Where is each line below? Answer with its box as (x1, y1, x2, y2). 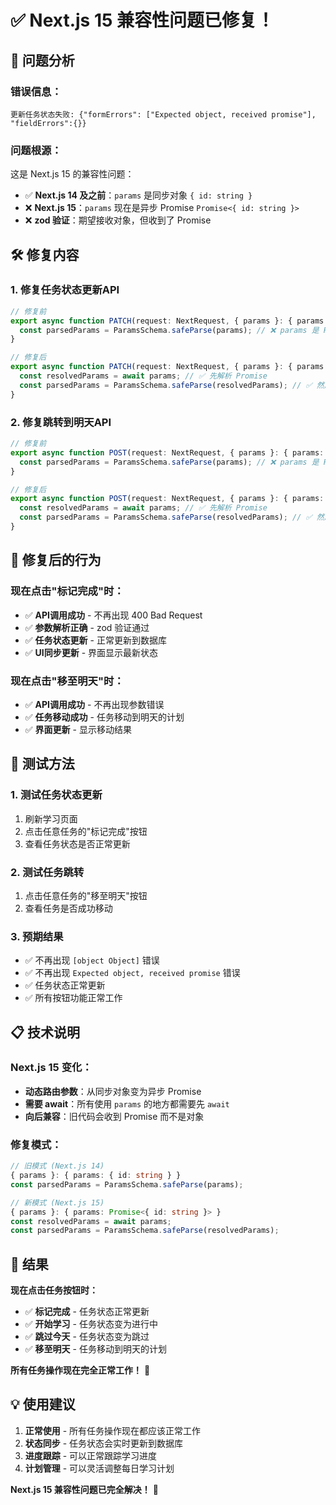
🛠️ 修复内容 (10, 246, 80, 263)
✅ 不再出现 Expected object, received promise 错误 (24, 967, 241, 979)
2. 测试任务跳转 (10, 865, 85, 879)
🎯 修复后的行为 (10, 552, 102, 569)
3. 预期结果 (10, 929, 64, 943)
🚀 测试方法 (10, 756, 75, 773)
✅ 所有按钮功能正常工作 (24, 992, 123, 1004)
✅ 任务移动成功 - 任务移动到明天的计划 (24, 711, 185, 723)
